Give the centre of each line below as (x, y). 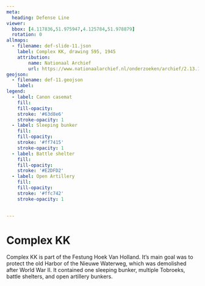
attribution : (34, 57)
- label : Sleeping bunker (45, 126)
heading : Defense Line (41, 18)
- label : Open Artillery (43, 177)
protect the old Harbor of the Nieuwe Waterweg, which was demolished (96, 263)
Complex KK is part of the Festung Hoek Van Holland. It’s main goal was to (100, 257)
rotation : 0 (27, 35)
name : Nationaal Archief (60, 63)
